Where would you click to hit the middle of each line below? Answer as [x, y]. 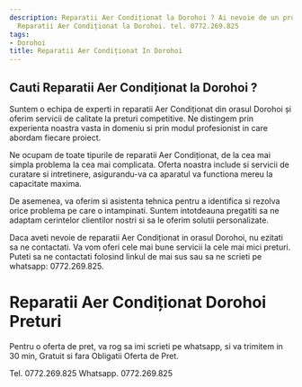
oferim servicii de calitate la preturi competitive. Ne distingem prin [132, 119]
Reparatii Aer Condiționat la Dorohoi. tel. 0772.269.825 [129, 26]
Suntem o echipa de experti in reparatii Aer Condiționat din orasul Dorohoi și [151, 109]
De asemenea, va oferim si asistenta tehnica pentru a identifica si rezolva [145, 201]
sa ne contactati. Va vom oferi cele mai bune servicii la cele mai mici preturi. [150, 247]
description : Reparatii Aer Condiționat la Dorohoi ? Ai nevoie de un [144, 18]
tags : [19, 34]
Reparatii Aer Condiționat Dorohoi [138, 303]
